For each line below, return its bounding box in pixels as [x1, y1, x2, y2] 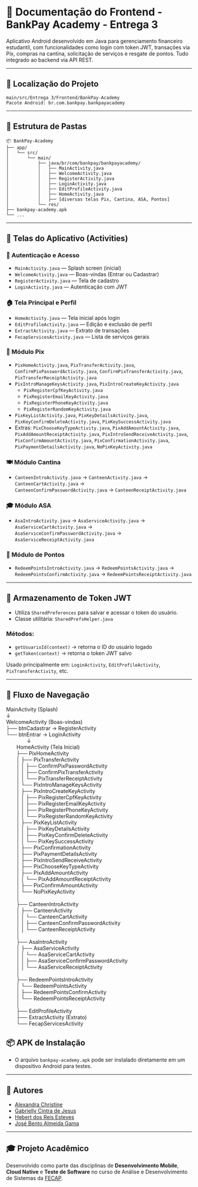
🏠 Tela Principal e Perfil [6, 299, 77, 307]
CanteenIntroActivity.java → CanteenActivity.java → [14, 474, 148, 481]
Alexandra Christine [14, 1101, 63, 1108]
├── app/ [6, 144, 28, 150]
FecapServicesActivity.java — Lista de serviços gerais [14, 333, 150, 340]
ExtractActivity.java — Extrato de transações [14, 326, 130, 334]
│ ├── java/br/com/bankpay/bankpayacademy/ [6, 160, 141, 166]
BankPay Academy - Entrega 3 [6, 18, 159, 31]
